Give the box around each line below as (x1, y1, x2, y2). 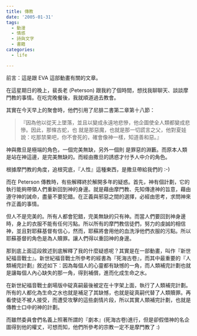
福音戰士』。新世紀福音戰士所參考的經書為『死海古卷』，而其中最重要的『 (11, 254, 186, 262)
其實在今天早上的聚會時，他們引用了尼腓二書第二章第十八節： (6, 106, 155, 113)
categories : (6, 47, 35, 53)
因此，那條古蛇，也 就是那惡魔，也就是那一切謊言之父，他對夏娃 (30, 126, 186, 133)
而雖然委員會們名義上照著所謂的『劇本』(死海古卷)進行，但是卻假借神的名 (6, 316, 185, 323)
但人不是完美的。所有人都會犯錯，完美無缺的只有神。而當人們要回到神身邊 (6, 212, 186, 220)
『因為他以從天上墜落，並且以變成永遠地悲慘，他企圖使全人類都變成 (20, 118, 185, 126)
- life (11, 52, 28, 58)
